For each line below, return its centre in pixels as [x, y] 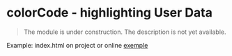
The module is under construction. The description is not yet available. [125, 32]
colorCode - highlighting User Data [110, 13]
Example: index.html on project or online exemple [77, 45]
